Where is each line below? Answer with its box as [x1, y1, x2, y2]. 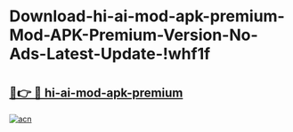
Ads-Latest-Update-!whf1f [9, 44, 211, 64]
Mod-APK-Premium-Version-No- [9, 25, 258, 45]
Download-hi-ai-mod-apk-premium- [9, 6, 285, 27]
